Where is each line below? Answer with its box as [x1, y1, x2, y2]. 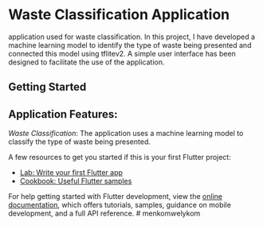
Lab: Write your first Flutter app [19, 168, 124, 177]
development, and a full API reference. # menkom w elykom [8, 208, 201, 218]
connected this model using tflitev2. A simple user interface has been [8, 49, 237, 58]
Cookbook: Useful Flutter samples [19, 177, 132, 186]
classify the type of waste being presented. [8, 137, 151, 146]
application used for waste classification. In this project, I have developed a [8, 32, 256, 41]
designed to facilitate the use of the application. [8, 57, 165, 67]
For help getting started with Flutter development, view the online [8, 192, 223, 201]
